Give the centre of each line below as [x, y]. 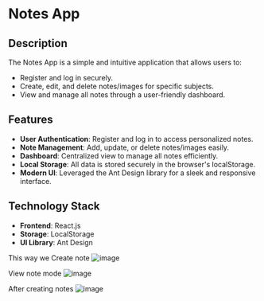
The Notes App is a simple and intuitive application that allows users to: [125, 62]
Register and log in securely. [66, 78]
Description [38, 43]
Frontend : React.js [50, 225]
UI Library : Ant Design [56, 242]
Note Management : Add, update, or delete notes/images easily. [124, 147]
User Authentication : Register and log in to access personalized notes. [136, 139]
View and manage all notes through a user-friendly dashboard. [122, 95]
